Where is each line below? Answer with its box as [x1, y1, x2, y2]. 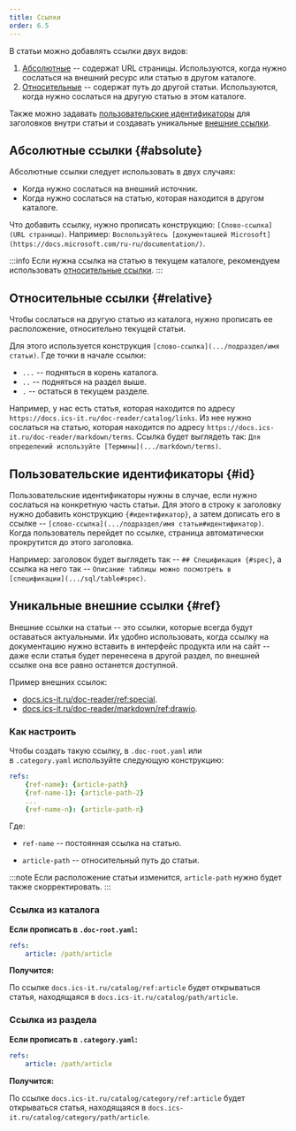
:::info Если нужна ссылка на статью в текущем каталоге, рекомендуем [9, 256, 281, 266]
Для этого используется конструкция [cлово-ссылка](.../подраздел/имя [9, 341, 280, 351]
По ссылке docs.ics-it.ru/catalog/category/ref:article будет [9, 1092, 246, 1103]
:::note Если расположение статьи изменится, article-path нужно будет [9, 873, 283, 883]
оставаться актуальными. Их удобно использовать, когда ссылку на [9, 631, 269, 642]
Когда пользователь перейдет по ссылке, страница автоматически [9, 527, 264, 538]
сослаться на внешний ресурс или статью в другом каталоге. [21, 72, 256, 82]
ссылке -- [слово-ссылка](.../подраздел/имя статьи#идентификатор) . [9, 518, 265, 528]
